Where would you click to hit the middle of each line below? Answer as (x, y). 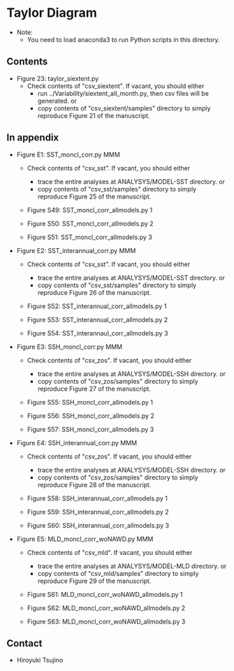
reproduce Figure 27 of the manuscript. (94, 389)
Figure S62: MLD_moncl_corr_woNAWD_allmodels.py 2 (106, 608)
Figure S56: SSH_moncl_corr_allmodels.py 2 (91, 416)
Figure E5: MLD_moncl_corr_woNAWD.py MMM (85, 539)
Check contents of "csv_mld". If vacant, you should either (110, 552)
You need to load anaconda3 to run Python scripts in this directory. (123, 39)
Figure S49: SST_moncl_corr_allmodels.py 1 (90, 210)
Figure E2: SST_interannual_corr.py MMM (76, 250)
